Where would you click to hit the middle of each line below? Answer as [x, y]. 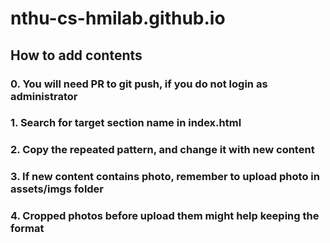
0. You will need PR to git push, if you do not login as [139, 84]
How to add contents [76, 55]
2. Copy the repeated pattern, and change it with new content [162, 150]
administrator [44, 96]
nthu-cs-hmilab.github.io [118, 18]
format [27, 229]
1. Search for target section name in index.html [126, 123]
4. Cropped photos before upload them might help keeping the [165, 216]
